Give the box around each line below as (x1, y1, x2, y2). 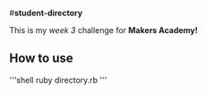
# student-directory (9, 8, 83, 18)
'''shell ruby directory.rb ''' (9, 74, 107, 85)
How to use (9, 51, 73, 66)
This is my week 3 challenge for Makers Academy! (9, 25, 199, 35)
